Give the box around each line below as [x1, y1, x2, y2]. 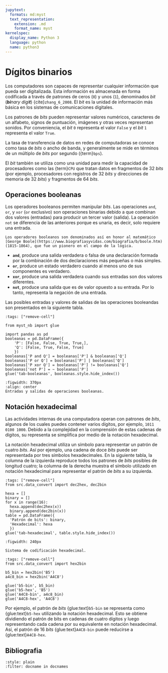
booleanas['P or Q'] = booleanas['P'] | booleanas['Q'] [5, 358, 124, 364]
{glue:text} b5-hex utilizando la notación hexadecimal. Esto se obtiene [5, 610, 147, 617]
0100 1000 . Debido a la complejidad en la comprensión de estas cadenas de [5, 427, 161, 433]
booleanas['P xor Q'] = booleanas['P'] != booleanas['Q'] [5, 363, 129, 368]
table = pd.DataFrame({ [5, 513, 55, 518]
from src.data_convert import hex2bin [5, 561, 86, 567]
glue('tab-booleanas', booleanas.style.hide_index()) [5, 372, 120, 377]
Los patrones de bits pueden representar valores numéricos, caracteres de [5, 114, 160, 120]
